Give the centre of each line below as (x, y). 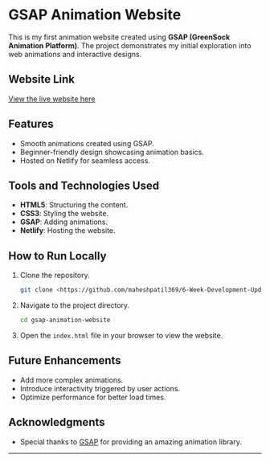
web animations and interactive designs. (75, 54)
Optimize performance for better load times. (93, 397)
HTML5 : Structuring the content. (74, 205)
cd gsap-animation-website (65, 320)
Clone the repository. (55, 276)
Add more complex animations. (72, 380)
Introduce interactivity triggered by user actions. (100, 388)
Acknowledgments (57, 422)
